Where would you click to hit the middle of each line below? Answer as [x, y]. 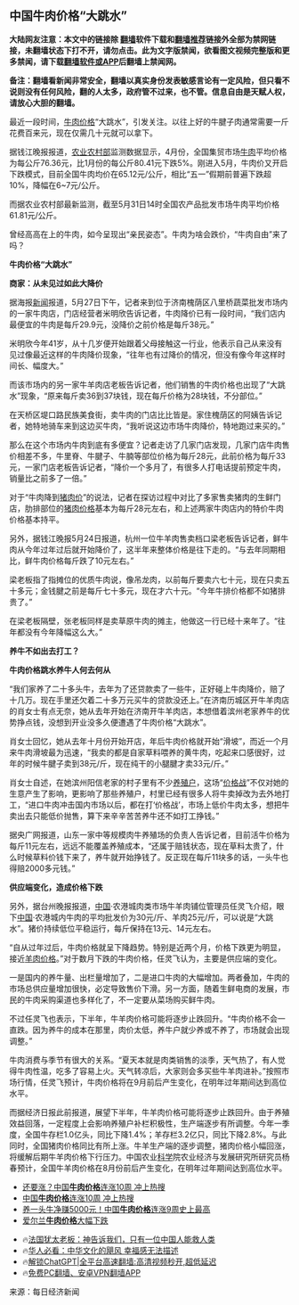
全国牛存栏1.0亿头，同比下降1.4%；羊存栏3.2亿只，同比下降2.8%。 [148, 1134]
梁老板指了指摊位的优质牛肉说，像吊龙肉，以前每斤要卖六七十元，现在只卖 [145, 579]
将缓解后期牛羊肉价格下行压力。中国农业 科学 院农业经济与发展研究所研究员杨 [149, 1156]
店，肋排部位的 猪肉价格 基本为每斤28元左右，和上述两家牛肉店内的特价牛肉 [147, 508]
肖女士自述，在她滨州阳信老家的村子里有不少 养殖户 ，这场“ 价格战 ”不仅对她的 [149, 782]
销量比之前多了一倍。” [48, 478]
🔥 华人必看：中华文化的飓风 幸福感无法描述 [101, 1250]
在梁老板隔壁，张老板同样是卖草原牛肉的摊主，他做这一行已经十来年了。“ [144, 620]
